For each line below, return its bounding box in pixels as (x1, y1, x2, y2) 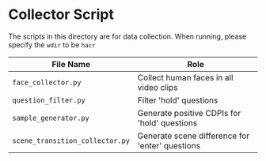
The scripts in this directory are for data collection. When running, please (8, 32, 247, 41)
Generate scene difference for (137, 130, 250, 141)
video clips (137, 81, 178, 92)
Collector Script (8, 6, 115, 24)
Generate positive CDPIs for (137, 107, 241, 118)
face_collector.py (12, 77, 82, 87)
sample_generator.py (12, 113, 89, 122)
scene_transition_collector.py (12, 136, 131, 145)
